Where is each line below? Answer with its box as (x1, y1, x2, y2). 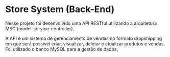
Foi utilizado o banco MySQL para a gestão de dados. (5, 46, 118, 52)
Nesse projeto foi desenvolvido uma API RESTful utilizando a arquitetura (5, 20, 157, 26)
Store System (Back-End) (5, 4, 115, 15)
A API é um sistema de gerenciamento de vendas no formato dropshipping (5, 35, 162, 41)
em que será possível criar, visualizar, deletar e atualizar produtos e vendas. (5, 40, 165, 46)
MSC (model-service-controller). (5, 25, 75, 31)
